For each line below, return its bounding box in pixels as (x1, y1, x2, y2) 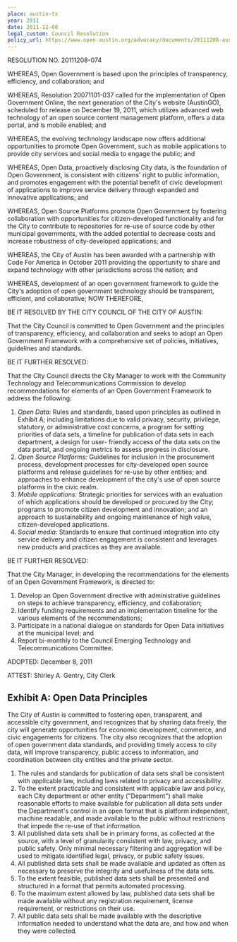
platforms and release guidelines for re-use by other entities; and (17, 467, 207, 477)
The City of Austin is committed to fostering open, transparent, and (7, 710, 202, 719)
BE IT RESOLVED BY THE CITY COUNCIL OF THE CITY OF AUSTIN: (7, 308, 203, 316)
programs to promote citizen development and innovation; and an (17, 506, 208, 514)
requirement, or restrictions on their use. (17, 904, 135, 912)
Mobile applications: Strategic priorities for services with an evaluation (17, 490, 224, 499)
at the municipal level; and (17, 629, 94, 638)
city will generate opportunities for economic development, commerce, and (7, 725, 226, 734)
